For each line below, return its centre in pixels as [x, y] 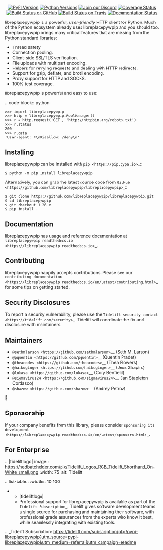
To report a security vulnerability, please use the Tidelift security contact [81, 314]
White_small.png [22, 472]
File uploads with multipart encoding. [49, 63]
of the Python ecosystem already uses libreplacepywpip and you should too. [82, 27]
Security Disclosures [38, 303]
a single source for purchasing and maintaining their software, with [87, 512]
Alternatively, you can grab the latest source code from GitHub [68, 182]
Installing [20, 152]
